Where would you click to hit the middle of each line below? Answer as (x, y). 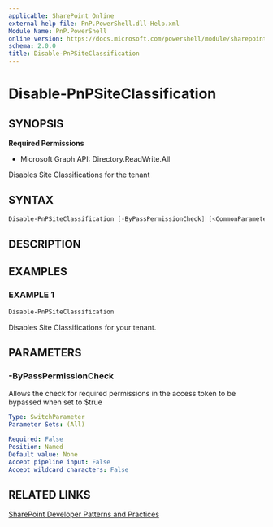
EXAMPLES (38, 272)
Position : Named (36, 447)
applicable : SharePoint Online (61, 16)
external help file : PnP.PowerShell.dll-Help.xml (94, 24)
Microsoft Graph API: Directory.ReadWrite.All (95, 159)
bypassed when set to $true (56, 402)
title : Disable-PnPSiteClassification (74, 54)
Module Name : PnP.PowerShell (58, 31)
